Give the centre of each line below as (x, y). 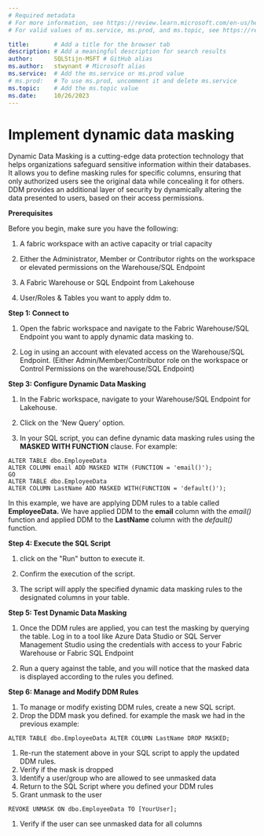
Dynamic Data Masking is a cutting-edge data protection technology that (126, 156)
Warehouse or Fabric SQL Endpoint (77, 653)
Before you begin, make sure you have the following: (93, 228)
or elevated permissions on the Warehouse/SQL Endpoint (112, 268)
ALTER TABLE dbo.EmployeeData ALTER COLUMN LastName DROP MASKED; (119, 738)
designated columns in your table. (74, 597)
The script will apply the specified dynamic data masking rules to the (131, 589)
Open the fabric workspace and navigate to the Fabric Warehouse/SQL (134, 328)
